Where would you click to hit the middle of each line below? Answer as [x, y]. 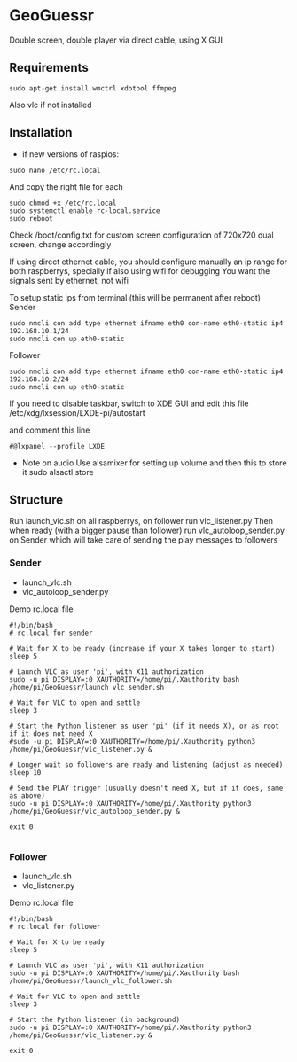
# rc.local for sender [51, 633]
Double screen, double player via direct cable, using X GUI [116, 40]
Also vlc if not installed [51, 105]
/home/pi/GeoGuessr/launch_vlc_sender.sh [87, 687]
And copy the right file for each [66, 186]
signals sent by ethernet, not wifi [69, 280]
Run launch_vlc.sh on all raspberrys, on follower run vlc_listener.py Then [141, 521]
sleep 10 [25, 772]
